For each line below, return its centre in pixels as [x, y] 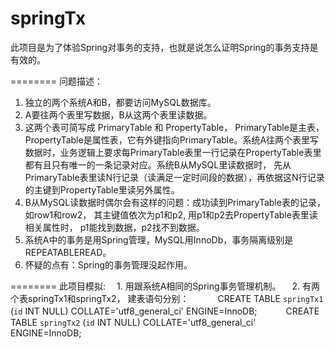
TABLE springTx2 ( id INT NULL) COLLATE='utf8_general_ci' [133, 322]
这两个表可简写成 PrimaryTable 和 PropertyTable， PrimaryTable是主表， [174, 127]
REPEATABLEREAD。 [68, 252]
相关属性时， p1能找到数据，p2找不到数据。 [114, 227]
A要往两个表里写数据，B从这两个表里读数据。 [118, 114]
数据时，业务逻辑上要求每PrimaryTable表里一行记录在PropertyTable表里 [173, 152]
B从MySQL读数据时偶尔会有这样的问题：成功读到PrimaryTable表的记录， [175, 202]
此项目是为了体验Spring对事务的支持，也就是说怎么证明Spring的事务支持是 [164, 47]
